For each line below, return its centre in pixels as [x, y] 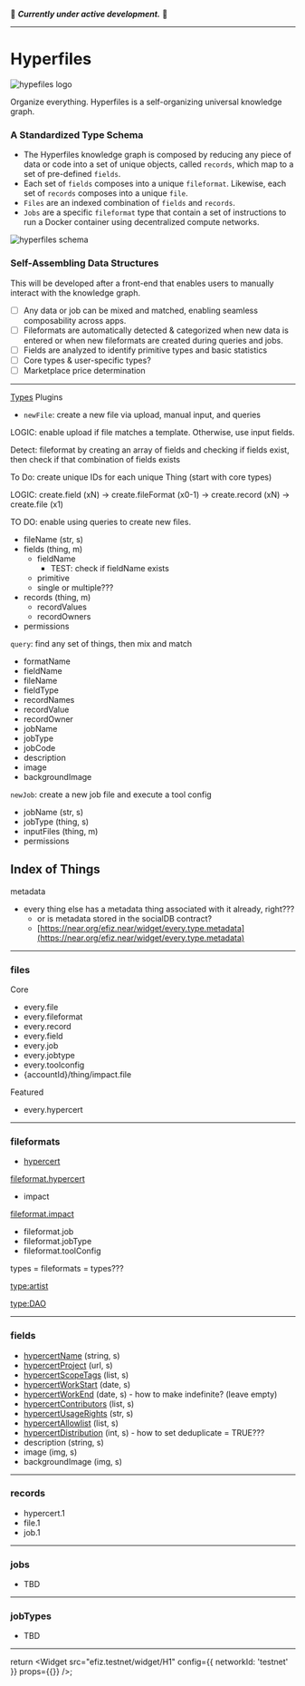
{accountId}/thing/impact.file [77, 1074]
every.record [47, 1026]
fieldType [41, 690]
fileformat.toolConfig [62, 1251]
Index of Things [55, 869]
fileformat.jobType [57, 1242]
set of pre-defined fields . [72, 174]
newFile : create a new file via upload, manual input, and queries [142, 414]
